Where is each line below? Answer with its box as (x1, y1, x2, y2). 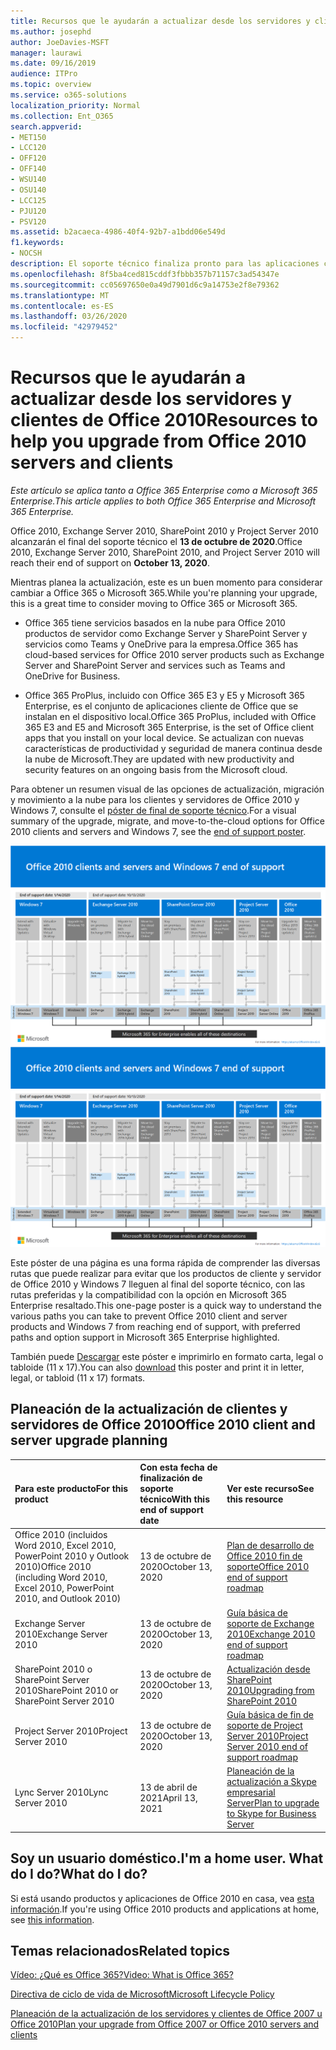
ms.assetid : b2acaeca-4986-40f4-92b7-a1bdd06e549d (10, 227, 226, 237)
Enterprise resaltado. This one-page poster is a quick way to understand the (10, 1299, 322, 1311)
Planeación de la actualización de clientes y (10, 1401, 288, 1418)
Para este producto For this (14, 1483, 129, 1495)
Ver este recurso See (226, 1483, 315, 1495)
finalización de (139, 1472, 203, 1484)
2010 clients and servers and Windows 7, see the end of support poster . (10, 825, 307, 837)
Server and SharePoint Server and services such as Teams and (24, 659, 286, 671)
